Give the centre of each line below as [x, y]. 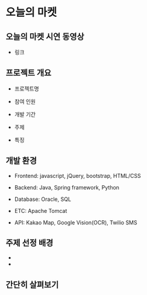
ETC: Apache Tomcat [41, 211]
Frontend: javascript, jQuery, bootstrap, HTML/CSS [77, 176]
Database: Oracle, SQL [43, 199]
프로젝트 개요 [29, 73]
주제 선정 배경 [30, 243]
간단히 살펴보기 [32, 284]
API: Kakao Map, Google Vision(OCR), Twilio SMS [76, 222]
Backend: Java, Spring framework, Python [67, 187]
